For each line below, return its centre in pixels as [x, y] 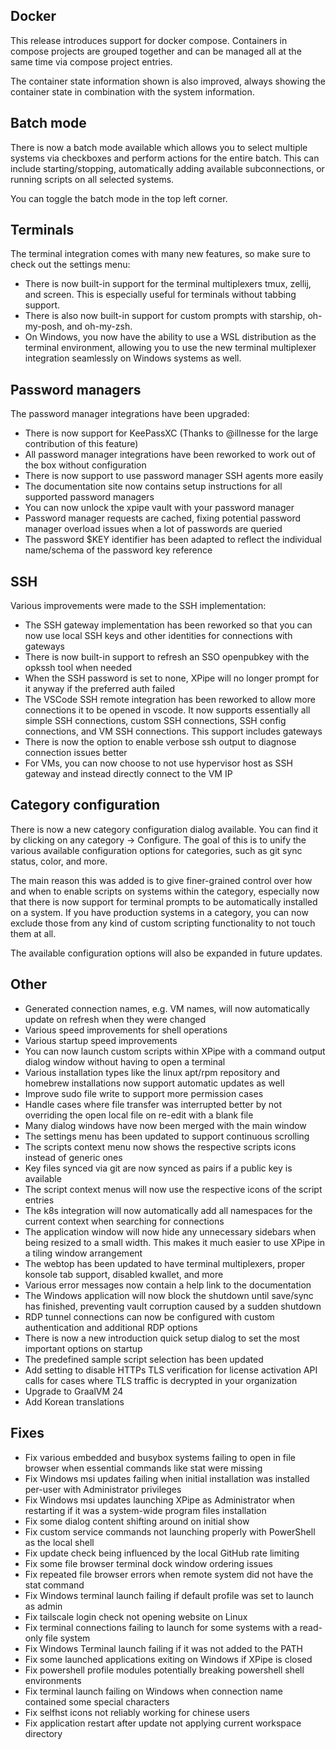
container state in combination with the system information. [132, 91]
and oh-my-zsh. [99, 326]
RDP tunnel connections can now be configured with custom [149, 1316]
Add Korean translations [74, 1401]
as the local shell [59, 1542]
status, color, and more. [59, 861]
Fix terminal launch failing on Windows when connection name [153, 1691]
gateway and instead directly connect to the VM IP [128, 774]
